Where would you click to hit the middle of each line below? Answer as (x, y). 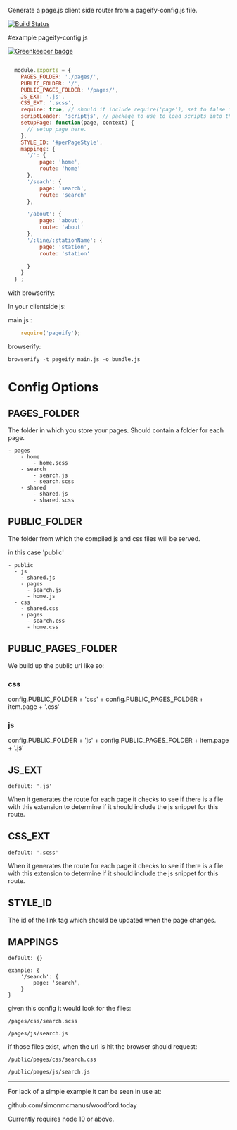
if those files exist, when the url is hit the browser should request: (103, 1047)
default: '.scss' (33, 853)
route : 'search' (63, 195)
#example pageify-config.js (48, 37)
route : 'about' (61, 227)
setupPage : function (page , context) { (77, 123)
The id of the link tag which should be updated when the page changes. (112, 920)
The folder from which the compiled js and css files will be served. (104, 538)
